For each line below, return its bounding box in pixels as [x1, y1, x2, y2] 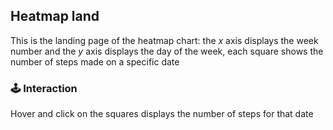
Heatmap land [10, 8, 100, 25]
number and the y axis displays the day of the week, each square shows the [10, 45, 324, 57]
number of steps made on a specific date [10, 55, 180, 68]
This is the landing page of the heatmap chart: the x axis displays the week [10, 34, 319, 46]
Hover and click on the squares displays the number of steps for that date [10, 108, 314, 120]
